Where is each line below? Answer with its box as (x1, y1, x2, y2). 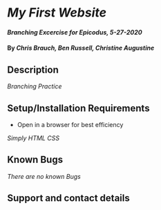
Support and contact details (7, 192, 130, 204)
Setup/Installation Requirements (7, 102, 150, 114)
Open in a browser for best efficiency (17, 121, 124, 128)
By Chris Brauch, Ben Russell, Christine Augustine (7, 44, 155, 52)
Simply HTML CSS (7, 134, 60, 142)
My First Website (7, 5, 107, 21)
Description (7, 64, 59, 75)
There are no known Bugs (7, 172, 81, 180)
